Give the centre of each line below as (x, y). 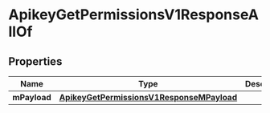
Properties (35, 61)
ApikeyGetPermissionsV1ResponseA (134, 15)
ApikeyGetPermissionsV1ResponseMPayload (148, 97)
